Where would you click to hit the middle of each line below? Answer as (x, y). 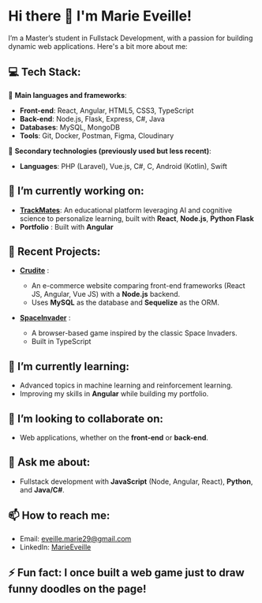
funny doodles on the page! (77, 589)
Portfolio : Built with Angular (66, 227)
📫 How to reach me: (59, 516)
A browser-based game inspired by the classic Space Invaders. (135, 333)
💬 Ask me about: (49, 462)
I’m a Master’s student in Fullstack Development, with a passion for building (131, 38)
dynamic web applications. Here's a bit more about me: (98, 46)
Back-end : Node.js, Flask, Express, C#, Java (92, 118)
